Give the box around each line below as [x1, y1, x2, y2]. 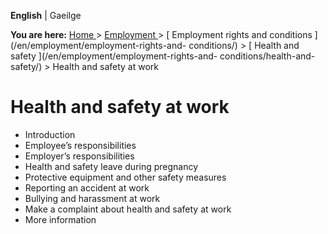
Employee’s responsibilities [24, 139, 137, 151]
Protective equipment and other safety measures [24, 171, 227, 183]
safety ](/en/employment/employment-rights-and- [10, 50, 218, 62]
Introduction [24, 128, 76, 140]
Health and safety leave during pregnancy [24, 160, 199, 172]
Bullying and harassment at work [24, 192, 161, 204]
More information [24, 213, 97, 225]
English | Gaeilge [10, 10, 82, 21]
